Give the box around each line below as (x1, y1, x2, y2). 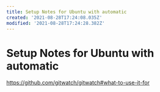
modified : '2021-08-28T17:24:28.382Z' (6, 20, 105, 26)
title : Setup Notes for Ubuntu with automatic (6, 8, 127, 15)
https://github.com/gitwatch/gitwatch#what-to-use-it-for (6, 79, 150, 87)
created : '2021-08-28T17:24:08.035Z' (6, 15, 103, 21)
